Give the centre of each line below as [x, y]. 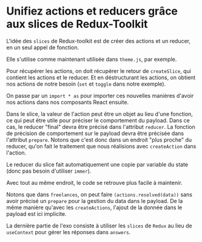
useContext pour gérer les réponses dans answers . [69, 232]
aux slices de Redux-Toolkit [77, 24]
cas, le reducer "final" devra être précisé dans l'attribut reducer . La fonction [101, 126]
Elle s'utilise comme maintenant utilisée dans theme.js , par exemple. [92, 59]
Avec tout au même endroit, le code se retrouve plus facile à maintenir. [95, 182]
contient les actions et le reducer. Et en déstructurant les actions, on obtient [101, 77]
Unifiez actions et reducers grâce [92, 11]
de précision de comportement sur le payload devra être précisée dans [95, 133]
